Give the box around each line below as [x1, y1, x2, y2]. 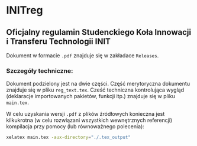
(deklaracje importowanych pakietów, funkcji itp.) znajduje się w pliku [6, 93, 176, 100]
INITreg [6, 4, 43, 17]
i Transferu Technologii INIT [6, 36, 111, 46]
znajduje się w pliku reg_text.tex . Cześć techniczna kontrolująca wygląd [6, 86, 185, 93]
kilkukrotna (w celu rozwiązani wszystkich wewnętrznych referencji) [6, 116, 173, 124]
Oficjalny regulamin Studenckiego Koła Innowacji [6, 27, 191, 37]
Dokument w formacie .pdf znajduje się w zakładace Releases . [6, 52, 159, 59]
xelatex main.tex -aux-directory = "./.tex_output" [6, 134, 131, 141]
